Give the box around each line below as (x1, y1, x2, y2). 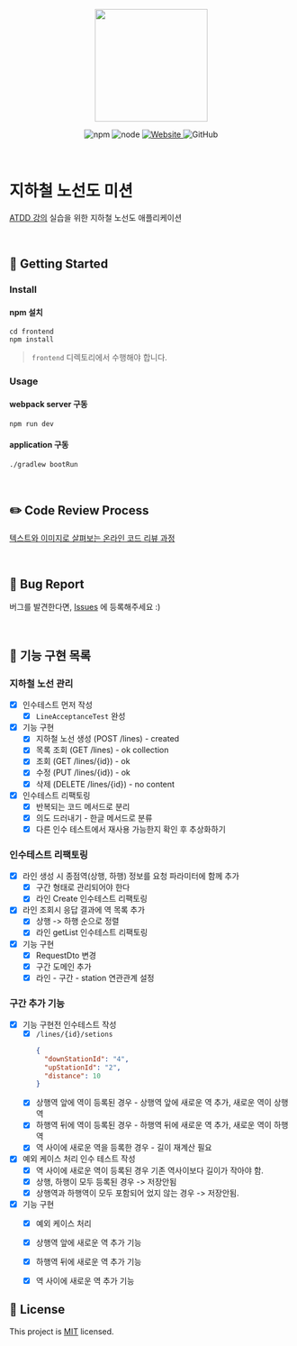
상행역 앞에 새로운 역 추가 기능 (35, 1237, 142, 1248)
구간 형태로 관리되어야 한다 (35, 882, 130, 893)
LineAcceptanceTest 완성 (35, 711, 126, 722)
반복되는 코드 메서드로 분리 (35, 801, 130, 812)
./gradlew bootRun (9, 459, 78, 468)
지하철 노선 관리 (9, 677, 74, 689)
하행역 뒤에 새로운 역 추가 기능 (35, 1256, 142, 1267)
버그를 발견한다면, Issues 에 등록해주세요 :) (9, 602, 161, 613)
